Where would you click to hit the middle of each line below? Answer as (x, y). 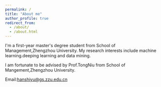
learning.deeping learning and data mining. (48, 56)
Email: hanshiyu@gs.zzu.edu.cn (36, 79)
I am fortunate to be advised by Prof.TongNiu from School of (65, 65)
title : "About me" (24, 14)
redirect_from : (20, 23)
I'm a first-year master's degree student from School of (60, 45)
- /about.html (24, 32)
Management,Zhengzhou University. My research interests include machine (81, 50)
